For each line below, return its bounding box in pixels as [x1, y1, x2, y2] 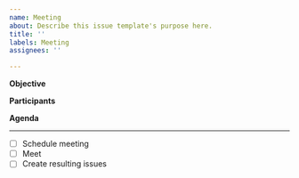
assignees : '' [9, 46, 62, 55]
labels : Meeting [9, 37, 69, 47]
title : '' [9, 29, 46, 38]
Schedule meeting [21, 139, 89, 150]
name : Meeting [9, 12, 62, 22]
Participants [9, 95, 56, 107]
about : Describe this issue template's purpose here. [9, 21, 214, 30]
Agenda [9, 113, 39, 124]
